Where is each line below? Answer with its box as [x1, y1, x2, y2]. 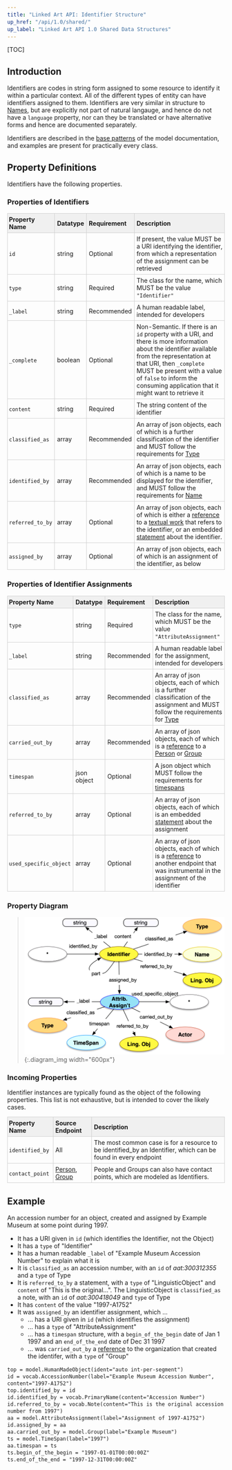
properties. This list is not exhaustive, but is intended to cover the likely [7, 1096, 209, 1104]
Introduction [7, 66, 62, 77]
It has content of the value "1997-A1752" [17, 1301, 133, 1309]
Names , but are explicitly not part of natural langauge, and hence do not [7, 106, 212, 114]
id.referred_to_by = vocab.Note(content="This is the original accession [7, 1401, 224, 1408]
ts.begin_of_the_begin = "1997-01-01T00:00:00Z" [7, 1449, 150, 1456]
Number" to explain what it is [17, 1256, 100, 1265]
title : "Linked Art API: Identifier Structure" [7, 11, 147, 18]
